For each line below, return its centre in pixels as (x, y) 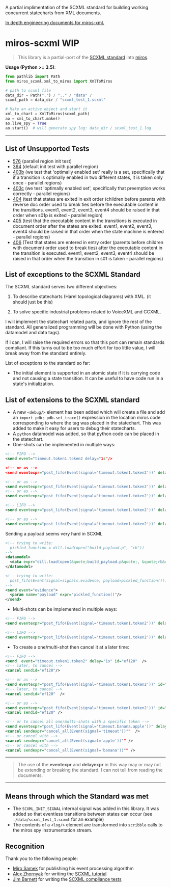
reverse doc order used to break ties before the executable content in (85, 204)
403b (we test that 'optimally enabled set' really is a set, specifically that (89, 172)
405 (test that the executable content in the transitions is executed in (85, 221)
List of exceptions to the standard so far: (48, 363)
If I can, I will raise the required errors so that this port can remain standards (85, 342)
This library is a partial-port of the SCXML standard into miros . (83, 57)
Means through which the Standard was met (77, 796)
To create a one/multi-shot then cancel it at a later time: (71, 647)
